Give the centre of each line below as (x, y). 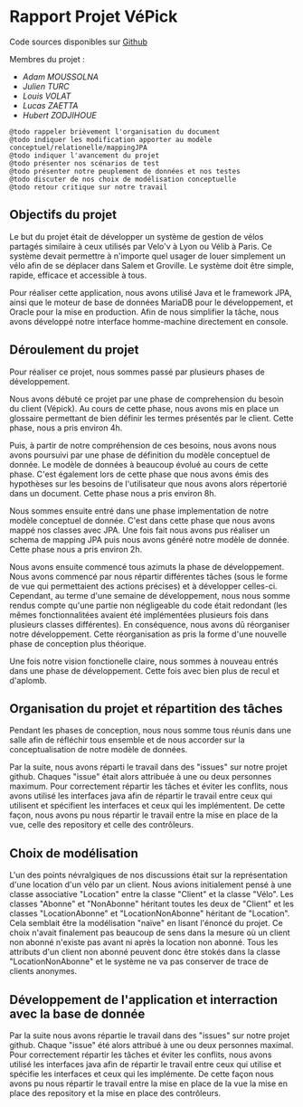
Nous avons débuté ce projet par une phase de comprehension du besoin (147, 399)
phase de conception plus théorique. (78, 643)
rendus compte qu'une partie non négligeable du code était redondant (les (148, 605)
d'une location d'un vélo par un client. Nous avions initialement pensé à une (151, 885)
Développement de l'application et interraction (144, 1000)
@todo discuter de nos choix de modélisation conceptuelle (123, 179)
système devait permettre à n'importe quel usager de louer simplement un (148, 256)
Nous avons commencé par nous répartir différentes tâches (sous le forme (149, 576)
